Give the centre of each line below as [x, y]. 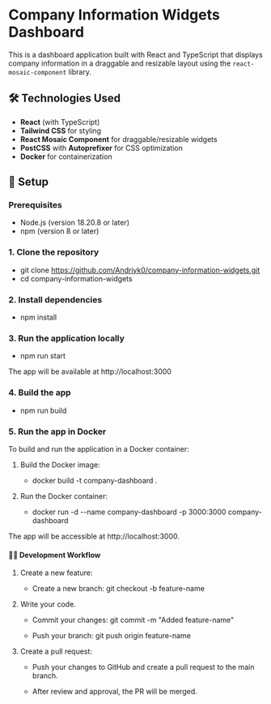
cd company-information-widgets [76, 278]
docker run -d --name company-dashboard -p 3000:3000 [129, 512]
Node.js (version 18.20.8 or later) [74, 223]
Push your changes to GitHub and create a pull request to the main [143, 668]
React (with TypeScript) [60, 122]
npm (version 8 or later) [59, 231]
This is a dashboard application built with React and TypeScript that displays [135, 54]
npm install [38, 317]
